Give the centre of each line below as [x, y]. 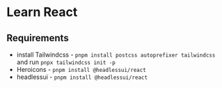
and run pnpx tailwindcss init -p [66, 62]
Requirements [38, 38]
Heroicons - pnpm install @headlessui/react [81, 69]
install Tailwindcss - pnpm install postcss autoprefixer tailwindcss [116, 54]
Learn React [42, 12]
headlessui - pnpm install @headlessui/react [82, 77]
